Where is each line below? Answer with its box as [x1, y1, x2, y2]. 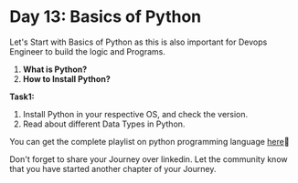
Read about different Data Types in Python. [22, 118, 186, 129]
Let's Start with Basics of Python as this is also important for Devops [9, 36, 268, 47]
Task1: [9, 91, 35, 102]
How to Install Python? [22, 73, 112, 84]
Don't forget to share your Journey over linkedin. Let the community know [9, 153, 288, 165]
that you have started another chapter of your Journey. [9, 163, 217, 174]
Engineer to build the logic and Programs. [9, 46, 166, 56]
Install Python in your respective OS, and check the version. [22, 108, 249, 119]
